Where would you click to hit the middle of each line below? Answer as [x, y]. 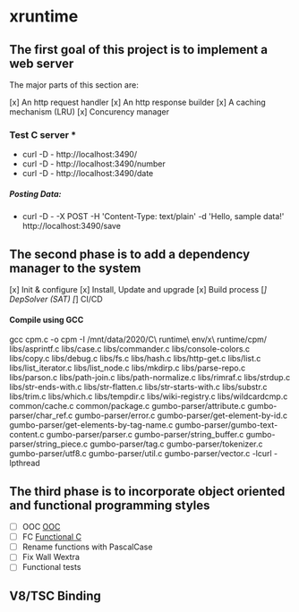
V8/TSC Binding [55, 595]
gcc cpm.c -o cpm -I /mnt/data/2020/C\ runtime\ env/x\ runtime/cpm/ [138, 340]
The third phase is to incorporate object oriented [147, 491]
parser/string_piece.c [49, 444]
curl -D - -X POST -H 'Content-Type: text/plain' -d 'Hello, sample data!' [153, 217]
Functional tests [51, 567]
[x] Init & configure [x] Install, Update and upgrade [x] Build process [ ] [138, 290]
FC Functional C [52, 537]
